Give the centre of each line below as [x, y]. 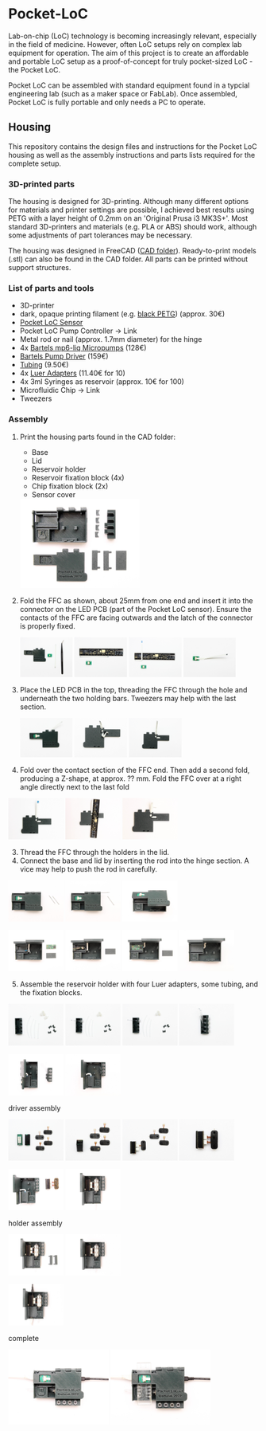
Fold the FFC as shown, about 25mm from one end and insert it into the [136, 601]
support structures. [40, 268]
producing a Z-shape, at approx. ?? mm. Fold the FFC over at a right [131, 778]
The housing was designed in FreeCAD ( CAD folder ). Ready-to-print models [132, 251]
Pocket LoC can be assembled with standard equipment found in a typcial [129, 85]
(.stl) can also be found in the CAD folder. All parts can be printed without [128, 259]
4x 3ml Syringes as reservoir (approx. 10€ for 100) [102, 382]
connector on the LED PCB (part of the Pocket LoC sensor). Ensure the [135, 610]
